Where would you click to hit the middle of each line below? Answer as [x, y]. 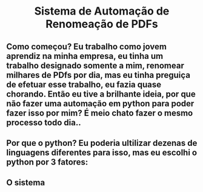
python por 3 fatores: [47, 162]
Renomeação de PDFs [102, 24]
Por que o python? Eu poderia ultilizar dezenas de [102, 143]
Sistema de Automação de [102, 11]
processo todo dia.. [44, 122]
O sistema [26, 183]
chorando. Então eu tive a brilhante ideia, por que [101, 94]
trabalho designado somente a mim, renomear [95, 65]
